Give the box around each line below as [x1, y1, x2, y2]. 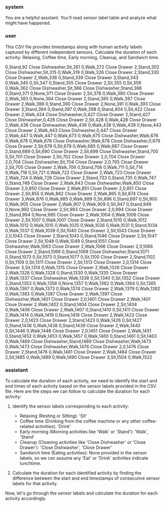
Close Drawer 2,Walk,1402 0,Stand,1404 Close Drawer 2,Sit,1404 [5, 301, 137, 307]
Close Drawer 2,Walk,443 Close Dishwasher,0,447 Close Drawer [5, 127, 138, 133]
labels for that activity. [12, 480, 58, 486]
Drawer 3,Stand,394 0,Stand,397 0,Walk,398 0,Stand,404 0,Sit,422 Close [5, 106, 156, 112]
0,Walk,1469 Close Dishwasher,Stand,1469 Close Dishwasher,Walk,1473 [5, 338, 151, 344]
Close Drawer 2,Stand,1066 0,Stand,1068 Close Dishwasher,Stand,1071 [5, 248, 149, 254]
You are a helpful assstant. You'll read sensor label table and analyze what [5, 15, 157, 21]
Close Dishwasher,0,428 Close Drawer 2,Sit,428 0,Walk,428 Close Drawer [5, 117, 157, 123]
